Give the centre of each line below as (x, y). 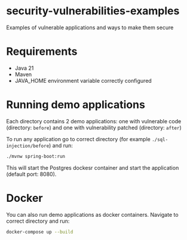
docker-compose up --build (40, 232)
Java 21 (24, 68)
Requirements (42, 52)
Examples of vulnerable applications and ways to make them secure (90, 27)
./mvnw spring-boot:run (36, 156)
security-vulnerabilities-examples (93, 11)
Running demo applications (76, 105)
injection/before (28, 146)
